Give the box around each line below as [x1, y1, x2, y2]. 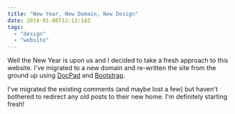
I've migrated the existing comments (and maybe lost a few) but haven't [7, 85, 219, 93]
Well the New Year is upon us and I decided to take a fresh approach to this [7, 56, 229, 64]
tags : [7, 23, 23, 30]
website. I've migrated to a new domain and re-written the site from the [7, 64, 216, 72]
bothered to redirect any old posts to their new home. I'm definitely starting [7, 93, 228, 101]
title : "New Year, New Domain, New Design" [7, 10, 139, 18]
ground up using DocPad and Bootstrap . [7, 72, 126, 80]
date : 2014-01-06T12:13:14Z [7, 17, 91, 24]
